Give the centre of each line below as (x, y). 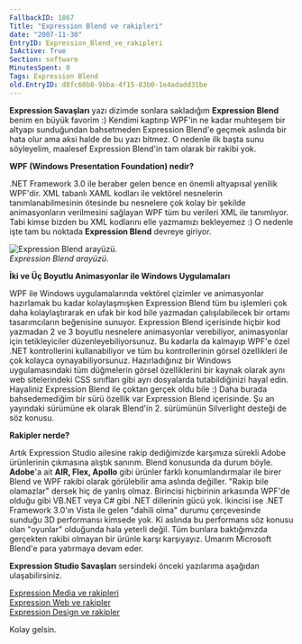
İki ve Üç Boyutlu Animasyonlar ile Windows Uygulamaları (120, 276)
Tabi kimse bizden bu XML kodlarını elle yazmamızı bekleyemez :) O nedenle (151, 222)
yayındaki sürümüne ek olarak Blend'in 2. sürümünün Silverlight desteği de (148, 408)
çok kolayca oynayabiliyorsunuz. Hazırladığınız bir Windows (120, 360)
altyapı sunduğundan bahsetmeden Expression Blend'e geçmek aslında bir (148, 129)
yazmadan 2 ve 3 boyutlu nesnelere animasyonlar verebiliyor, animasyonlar (149, 331)
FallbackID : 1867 (42, 18)
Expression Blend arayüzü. (59, 259)
